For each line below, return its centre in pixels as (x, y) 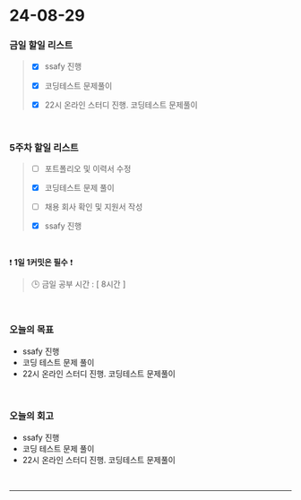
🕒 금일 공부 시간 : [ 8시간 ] (78, 284)
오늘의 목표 (32, 330)
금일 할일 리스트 (41, 46)
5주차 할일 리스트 (44, 147)
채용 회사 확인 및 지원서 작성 (94, 207)
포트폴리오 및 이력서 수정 (88, 168)
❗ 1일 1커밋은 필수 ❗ (41, 263)
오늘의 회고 (32, 416)
